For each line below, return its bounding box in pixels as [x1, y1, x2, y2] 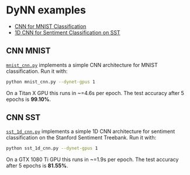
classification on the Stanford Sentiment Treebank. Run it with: [6, 134, 157, 141]
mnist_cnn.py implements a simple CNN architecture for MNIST [6, 61, 158, 68]
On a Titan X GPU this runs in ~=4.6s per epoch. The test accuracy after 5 [6, 89, 184, 96]
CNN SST [6, 113, 41, 123]
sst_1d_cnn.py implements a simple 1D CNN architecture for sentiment [6, 128, 175, 135]
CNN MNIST [6, 46, 51, 56]
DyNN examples [6, 3, 87, 17]
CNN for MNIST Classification [14, 23, 87, 30]
